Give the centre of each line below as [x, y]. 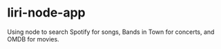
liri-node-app [46, 13]
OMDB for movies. [33, 39]
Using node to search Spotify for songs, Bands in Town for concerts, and [111, 32]
